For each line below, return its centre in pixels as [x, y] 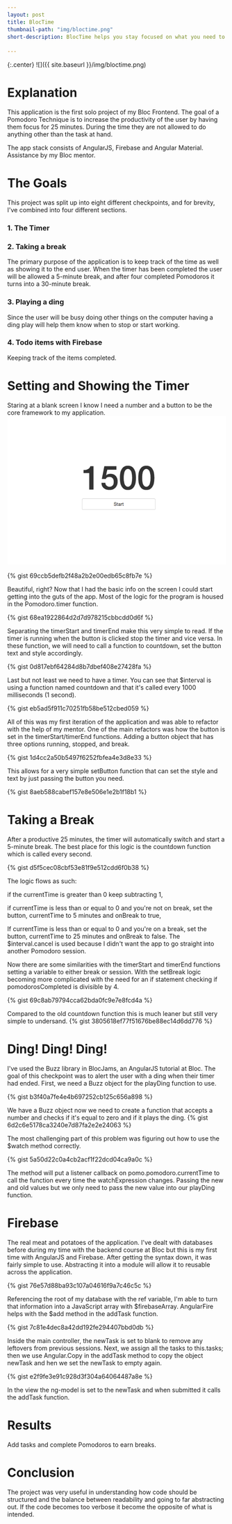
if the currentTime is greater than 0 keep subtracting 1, [85, 895]
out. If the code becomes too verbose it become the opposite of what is [110, 1507]
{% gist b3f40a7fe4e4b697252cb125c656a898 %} [80, 1097]
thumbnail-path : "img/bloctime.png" [60, 29]
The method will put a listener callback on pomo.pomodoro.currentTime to [114, 1173]
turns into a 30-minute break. [49, 284]
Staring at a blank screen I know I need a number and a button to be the [110, 405]
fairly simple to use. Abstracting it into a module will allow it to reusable [109, 1264]
